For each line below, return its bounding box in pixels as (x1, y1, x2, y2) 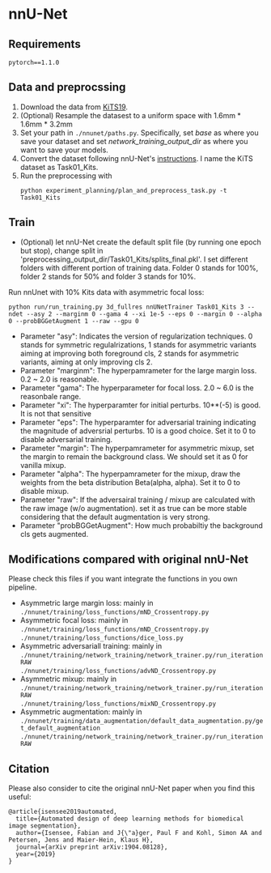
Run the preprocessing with (19, 171, 112, 181)
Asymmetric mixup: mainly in (19, 674, 117, 684)
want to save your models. (19, 145, 109, 155)
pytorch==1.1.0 (8, 58, 60, 66)
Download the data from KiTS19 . (19, 102, 128, 112)
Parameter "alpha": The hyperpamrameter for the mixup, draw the (19, 469, 241, 479)
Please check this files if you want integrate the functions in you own (8, 574, 238, 584)
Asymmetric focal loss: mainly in (19, 615, 129, 625)
